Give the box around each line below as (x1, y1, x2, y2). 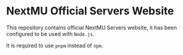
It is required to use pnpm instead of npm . (6, 42, 103, 49)
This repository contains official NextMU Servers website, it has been (6, 24, 178, 31)
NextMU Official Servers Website (6, 4, 175, 18)
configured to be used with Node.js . (6, 30, 94, 37)
